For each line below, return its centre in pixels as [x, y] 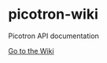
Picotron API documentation [54, 36]
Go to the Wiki [31, 51]
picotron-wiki [53, 14]
